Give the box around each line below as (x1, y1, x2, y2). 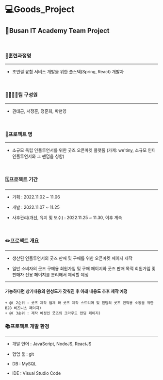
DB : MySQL (12, 361, 37, 366)
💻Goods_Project (5, 4, 75, 15)
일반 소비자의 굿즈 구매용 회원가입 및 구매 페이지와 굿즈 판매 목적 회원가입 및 (12, 265, 156, 272)
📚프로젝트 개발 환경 (5, 323, 49, 330)
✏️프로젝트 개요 (5, 237, 39, 244)
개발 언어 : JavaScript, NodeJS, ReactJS (12, 341, 92, 347)
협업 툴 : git (12, 351, 34, 357)
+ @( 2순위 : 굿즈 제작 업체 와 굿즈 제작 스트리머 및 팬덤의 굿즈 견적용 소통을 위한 (5, 300, 154, 305)
